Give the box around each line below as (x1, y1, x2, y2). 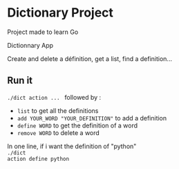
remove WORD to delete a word (17, 128, 100, 136)
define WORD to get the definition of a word (17, 121, 138, 130)
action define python (7, 155, 70, 162)
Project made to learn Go (7, 28, 79, 36)
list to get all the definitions (17, 106, 99, 115)
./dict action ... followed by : (7, 93, 102, 101)
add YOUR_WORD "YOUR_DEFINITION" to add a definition (17, 114, 167, 122)
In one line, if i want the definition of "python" (7, 142, 137, 150)
